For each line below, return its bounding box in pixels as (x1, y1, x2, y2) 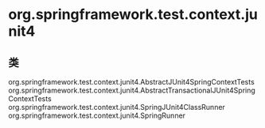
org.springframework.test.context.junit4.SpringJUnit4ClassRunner (8, 103, 225, 111)
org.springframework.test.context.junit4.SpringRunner (8, 111, 185, 120)
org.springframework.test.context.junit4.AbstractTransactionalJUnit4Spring (8, 85, 256, 95)
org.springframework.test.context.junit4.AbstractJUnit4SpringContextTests (8, 77, 255, 86)
